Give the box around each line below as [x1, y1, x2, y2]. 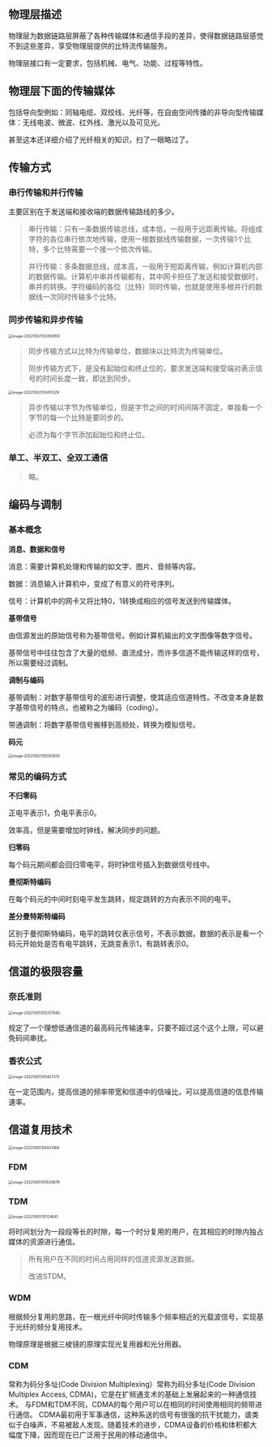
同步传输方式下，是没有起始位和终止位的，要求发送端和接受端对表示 [28, 363, 256, 373]
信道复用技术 [8, 1123, 73, 1137]
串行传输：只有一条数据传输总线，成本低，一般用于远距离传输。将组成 [28, 224, 263, 234]
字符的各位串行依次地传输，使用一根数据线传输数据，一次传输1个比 [28, 234, 252, 244]
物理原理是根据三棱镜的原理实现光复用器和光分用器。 [8, 1339, 186, 1349]
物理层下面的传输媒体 [8, 84, 115, 98]
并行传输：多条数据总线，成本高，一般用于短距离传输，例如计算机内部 [28, 262, 263, 272]
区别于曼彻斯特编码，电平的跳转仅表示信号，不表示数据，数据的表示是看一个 [8, 928, 264, 938]
